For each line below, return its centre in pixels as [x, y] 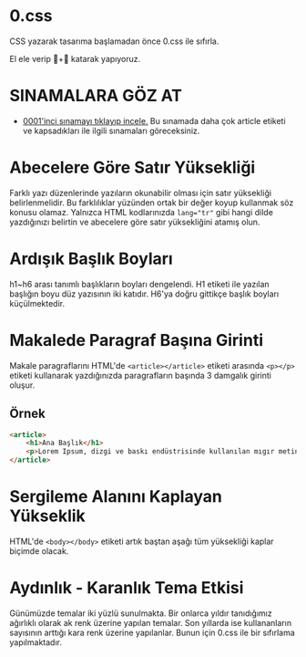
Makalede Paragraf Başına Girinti [137, 340]
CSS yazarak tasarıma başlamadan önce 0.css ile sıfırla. [114, 41]
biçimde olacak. [39, 551]
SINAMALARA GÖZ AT [96, 96]
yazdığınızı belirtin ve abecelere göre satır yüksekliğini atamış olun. [135, 222]
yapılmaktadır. [36, 642]
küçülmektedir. [37, 303]
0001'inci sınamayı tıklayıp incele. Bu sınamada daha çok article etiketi [154, 120]
